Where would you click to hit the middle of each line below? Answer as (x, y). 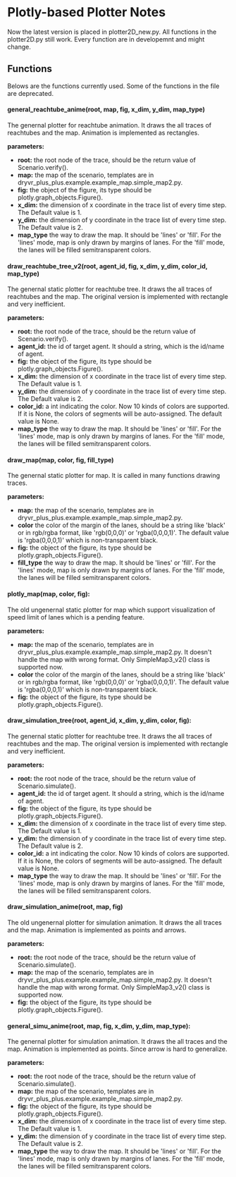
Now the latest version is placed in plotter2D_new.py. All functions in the (112, 32)
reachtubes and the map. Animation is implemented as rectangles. (103, 133)
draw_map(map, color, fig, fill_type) (61, 460)
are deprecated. (31, 93)
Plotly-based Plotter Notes (87, 12)
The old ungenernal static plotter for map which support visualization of (111, 610)
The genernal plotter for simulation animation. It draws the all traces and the (117, 1042)
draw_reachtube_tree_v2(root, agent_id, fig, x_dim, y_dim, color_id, (107, 266)
